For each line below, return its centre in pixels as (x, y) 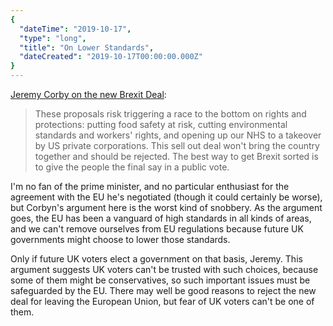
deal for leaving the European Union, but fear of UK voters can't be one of (162, 301)
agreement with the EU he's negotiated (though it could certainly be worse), (166, 197)
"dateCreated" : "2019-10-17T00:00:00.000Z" (111, 57)
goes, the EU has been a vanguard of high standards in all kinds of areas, (161, 218)
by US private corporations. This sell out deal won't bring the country (177, 145)
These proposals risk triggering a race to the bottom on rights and (170, 114)
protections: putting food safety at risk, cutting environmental (161, 124)
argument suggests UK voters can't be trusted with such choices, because (164, 269)
